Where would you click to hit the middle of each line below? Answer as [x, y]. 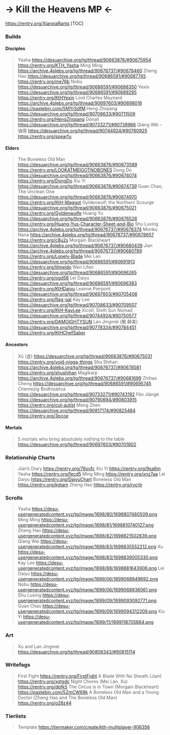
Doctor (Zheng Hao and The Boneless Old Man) [67, 697]
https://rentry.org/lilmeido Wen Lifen [56, 267]
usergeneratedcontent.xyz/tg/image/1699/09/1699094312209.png [87, 611]
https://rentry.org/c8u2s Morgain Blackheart [64, 240]
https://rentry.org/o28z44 [45, 703]
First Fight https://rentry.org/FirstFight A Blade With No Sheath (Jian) [90, 676]
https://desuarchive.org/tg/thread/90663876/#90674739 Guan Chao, [90, 186]
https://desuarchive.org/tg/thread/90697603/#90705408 [77, 294]
